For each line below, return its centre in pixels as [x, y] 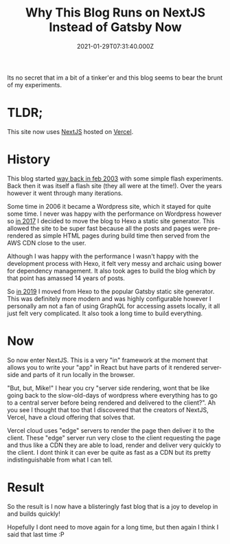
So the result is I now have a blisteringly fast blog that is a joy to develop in [113, 506]
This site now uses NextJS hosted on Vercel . [70, 131]
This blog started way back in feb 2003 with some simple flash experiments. [115, 178]
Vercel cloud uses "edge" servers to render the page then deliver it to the [111, 430]
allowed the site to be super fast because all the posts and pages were [107, 228]
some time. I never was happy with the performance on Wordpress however [114, 214]
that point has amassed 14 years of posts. [66, 278]
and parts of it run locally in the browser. [78, 374]
